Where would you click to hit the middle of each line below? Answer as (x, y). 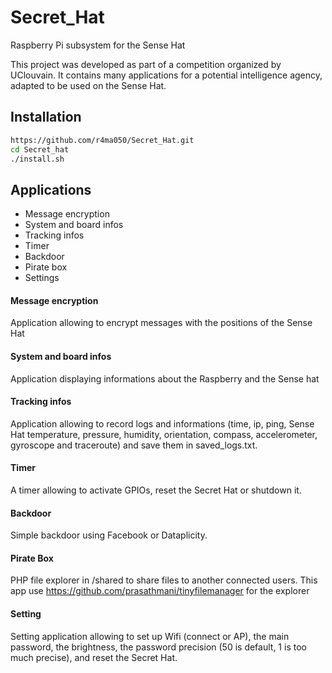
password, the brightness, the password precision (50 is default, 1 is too (158, 647)
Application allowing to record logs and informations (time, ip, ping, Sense (162, 423)
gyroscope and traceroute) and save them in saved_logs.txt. (134, 445)
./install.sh (37, 159)
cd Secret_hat (40, 149)
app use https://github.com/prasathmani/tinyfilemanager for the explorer (160, 591)
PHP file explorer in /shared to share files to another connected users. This (164, 580)
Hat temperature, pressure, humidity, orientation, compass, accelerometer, (164, 434)
